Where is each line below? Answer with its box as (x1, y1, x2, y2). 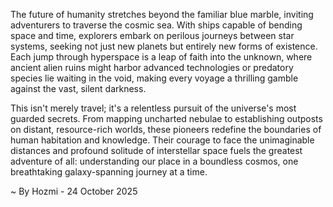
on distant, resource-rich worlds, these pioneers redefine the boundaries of (10, 124, 322, 135)
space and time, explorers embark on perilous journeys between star (10, 30, 295, 41)
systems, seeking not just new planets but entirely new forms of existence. (10, 40, 318, 52)
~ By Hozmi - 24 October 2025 (10, 185, 138, 197)
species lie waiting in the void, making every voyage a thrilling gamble (10, 72, 299, 84)
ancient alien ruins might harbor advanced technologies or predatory (10, 62, 294, 73)
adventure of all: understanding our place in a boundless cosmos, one (10, 155, 299, 167)
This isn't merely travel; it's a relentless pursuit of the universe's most (10, 102, 297, 114)
